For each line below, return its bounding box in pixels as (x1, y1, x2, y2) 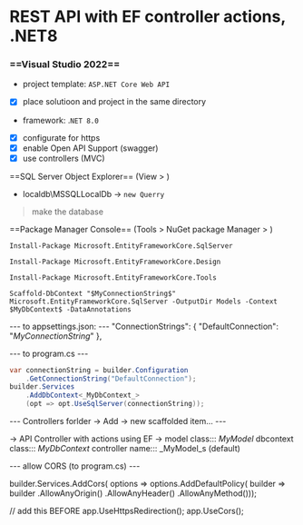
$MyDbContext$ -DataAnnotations (9, 304, 132, 314)
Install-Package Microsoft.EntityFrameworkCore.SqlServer (9, 241, 233, 251)
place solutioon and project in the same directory (22, 96, 207, 107)
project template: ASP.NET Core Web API (22, 79, 171, 90)
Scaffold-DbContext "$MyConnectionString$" (9, 289, 177, 298)
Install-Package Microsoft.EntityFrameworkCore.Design (9, 257, 221, 266)
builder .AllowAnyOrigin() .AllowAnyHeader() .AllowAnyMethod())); (9, 488, 257, 499)
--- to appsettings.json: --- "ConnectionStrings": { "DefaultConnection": (9, 321, 279, 332)
